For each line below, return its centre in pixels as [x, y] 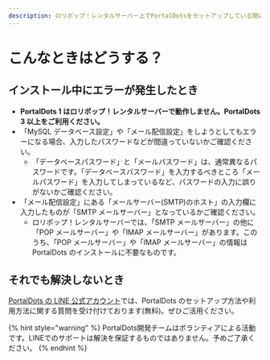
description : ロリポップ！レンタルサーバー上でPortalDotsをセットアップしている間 [133, 16]
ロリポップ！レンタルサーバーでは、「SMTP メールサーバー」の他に [143, 221]
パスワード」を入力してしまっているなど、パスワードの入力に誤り [148, 181]
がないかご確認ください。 [74, 192]
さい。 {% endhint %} [51, 348]
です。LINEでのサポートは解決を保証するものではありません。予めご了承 [128, 338]
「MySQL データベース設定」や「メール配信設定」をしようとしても [131, 131]
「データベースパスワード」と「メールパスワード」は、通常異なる [141, 161]
